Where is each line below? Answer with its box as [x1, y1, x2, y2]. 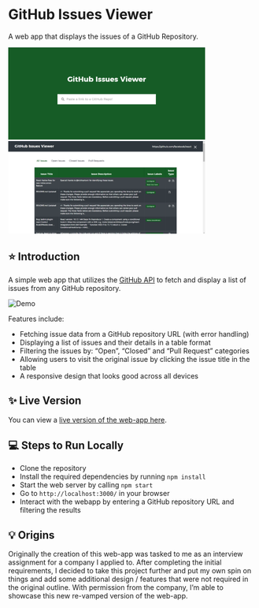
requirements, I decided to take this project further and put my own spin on [8, 566, 252, 576]
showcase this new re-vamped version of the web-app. [8, 591, 188, 601]
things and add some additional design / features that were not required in [8, 574, 249, 584]
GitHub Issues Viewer [8, 6, 154, 24]
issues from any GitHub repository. [8, 283, 121, 293]
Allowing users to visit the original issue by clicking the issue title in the [19, 354, 250, 364]
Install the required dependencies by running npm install [19, 472, 206, 482]
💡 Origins [8, 528, 55, 542]
